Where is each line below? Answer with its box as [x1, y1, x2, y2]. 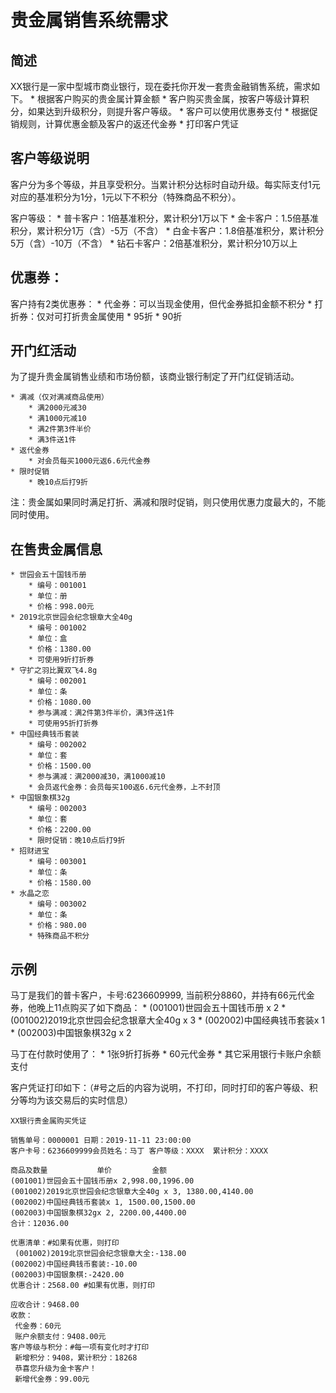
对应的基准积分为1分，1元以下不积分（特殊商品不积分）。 [10, 191, 242, 203]
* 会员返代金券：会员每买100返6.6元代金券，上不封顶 [28, 782, 221, 793]
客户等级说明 [10, 150, 90, 167]
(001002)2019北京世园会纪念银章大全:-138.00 [14, 1249, 187, 1259]
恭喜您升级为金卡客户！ [14, 1364, 97, 1374]
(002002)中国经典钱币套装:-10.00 [10, 1259, 138, 1270]
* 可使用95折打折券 [28, 719, 99, 729]
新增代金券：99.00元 [14, 1374, 90, 1385]
